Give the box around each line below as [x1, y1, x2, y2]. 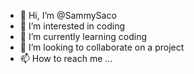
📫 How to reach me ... [19, 53, 113, 64]
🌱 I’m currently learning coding [19, 31, 148, 42]
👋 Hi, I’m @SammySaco [19, 10, 117, 21]
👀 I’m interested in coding [19, 20, 126, 32]
